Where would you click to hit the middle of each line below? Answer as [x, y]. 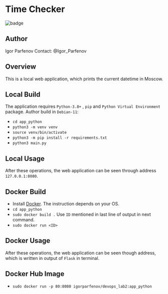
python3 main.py [29, 143]
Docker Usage [28, 241]
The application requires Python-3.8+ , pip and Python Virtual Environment [83, 107]
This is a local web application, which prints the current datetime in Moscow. [84, 79]
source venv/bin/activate [39, 133]
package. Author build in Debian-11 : [42, 112]
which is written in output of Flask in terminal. [52, 258]
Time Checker [35, 9]
